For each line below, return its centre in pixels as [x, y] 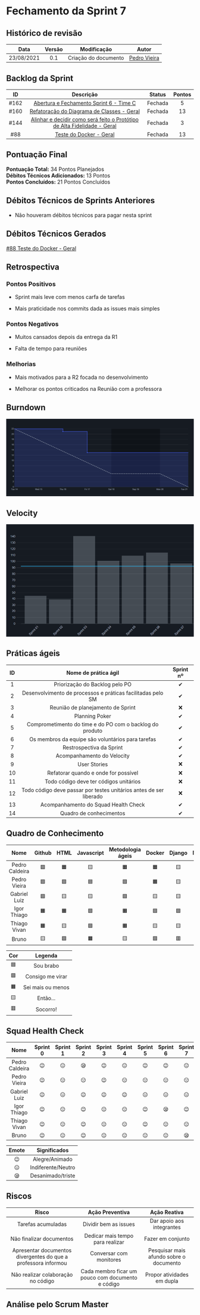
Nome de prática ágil [93, 672]
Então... [46, 998]
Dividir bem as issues [109, 1224]
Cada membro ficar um [109, 1271]
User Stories [93, 764]
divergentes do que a [42, 1256]
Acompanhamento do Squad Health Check [93, 805]
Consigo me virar [46, 976]
